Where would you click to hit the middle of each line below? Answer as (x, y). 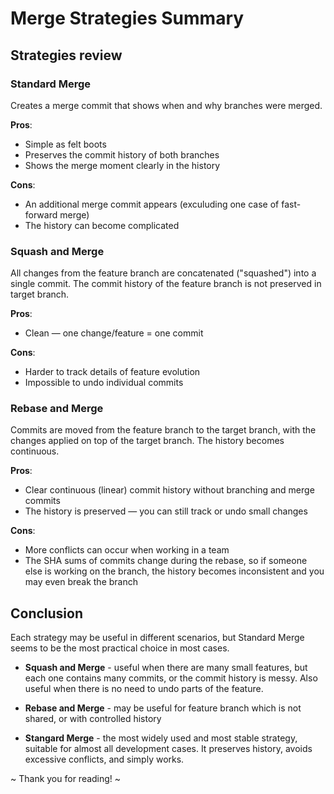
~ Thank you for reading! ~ (66, 779)
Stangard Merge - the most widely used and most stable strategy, (161, 738)
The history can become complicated (102, 225)
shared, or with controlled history (93, 719)
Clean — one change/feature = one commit (114, 333)
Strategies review (66, 55)
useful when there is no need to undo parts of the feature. (144, 689)
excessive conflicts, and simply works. (104, 759)
